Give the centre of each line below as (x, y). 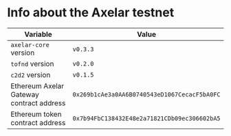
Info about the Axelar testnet (91, 13)
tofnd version (32, 64)
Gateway (25, 94)
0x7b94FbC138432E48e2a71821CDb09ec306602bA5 (146, 118)
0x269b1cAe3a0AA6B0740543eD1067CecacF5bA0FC (146, 94)
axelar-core (30, 45)
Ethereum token (36, 114)
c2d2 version (31, 74)
